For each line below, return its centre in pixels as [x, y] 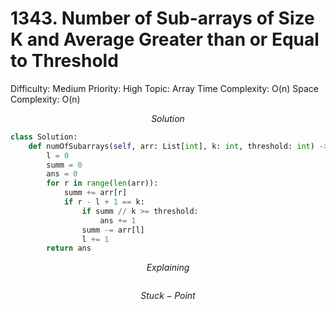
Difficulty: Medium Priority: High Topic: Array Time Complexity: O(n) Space [164, 88]
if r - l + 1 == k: [104, 202]
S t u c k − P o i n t [168, 296]
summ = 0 [64, 165]
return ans [69, 248]
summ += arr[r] [95, 193]
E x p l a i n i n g [168, 268]
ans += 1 [118, 220]
